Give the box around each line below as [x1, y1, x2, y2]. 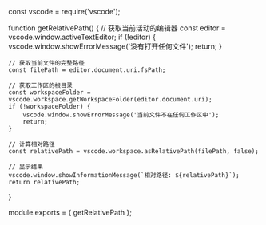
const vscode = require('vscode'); [8, 7, 121, 16]
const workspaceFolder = [8, 89, 91, 97]
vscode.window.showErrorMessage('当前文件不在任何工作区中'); [22, 111, 220, 119]
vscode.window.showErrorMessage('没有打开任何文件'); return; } [8, 41, 222, 51]
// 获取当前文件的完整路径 [8, 59, 85, 67]
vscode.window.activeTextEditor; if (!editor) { [8, 32, 157, 41]
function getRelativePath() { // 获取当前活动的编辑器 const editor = [8, 23, 226, 33]
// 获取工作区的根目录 [8, 81, 73, 89]
